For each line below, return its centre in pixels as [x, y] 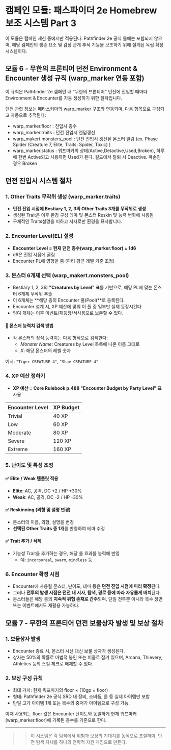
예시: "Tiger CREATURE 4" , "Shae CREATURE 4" [52, 361]
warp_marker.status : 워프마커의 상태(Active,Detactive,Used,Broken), [84, 151]
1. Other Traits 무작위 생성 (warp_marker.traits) [63, 197]
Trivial [15, 416]
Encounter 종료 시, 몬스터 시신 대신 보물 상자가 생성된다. [69, 651]
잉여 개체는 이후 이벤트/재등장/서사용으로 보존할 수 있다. [68, 313]
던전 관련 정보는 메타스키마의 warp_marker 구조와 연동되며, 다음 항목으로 [78, 109]
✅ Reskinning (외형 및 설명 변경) [38, 510]
